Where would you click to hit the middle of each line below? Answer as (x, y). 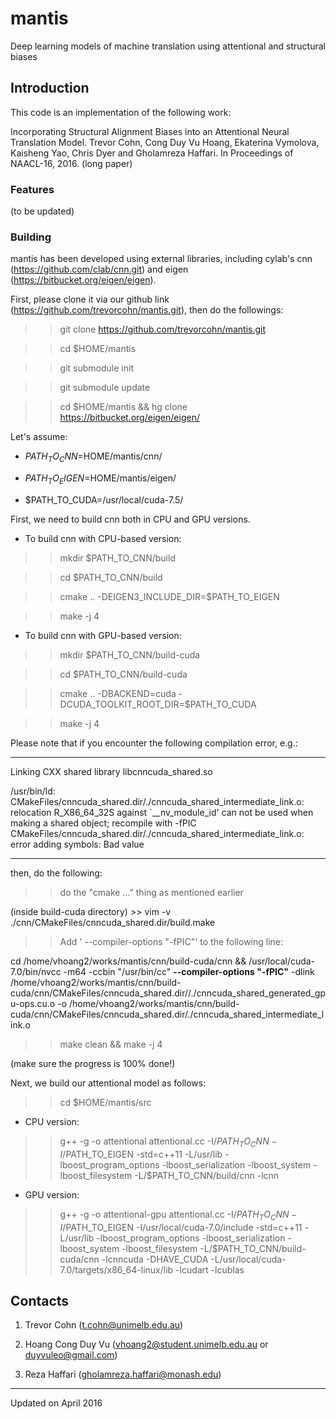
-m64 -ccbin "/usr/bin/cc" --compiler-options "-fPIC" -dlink (189, 971)
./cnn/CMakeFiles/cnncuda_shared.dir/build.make (113, 922)
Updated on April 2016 (56, 1403)
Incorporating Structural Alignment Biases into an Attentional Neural (150, 131)
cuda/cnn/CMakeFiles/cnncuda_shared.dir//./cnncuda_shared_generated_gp (168, 993)
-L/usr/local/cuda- (248, 1259)
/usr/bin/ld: (33, 791)
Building (31, 237)
